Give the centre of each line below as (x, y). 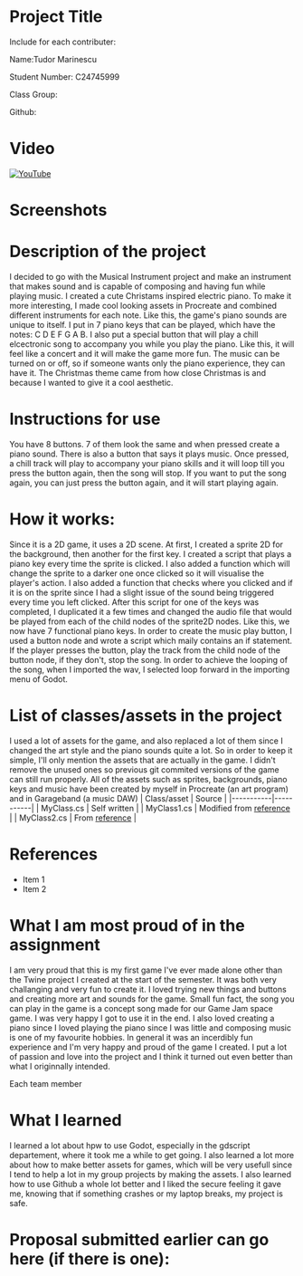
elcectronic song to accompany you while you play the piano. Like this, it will (152, 344)
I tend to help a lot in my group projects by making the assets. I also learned (151, 1174)
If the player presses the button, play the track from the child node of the (145, 650)
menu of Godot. (38, 679)
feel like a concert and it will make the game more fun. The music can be (145, 354)
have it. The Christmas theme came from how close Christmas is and (138, 373)
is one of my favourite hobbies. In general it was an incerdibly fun (131, 1037)
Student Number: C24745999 (65, 77)
